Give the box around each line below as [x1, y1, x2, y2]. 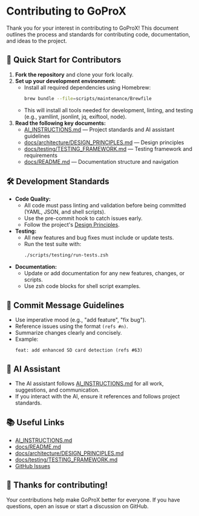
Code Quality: [15, 195, 51, 203]
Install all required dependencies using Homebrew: [24, 84, 151, 91]
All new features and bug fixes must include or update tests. [24, 234, 174, 241]
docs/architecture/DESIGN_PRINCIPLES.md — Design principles [24, 138, 184, 146]
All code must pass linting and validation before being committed [24, 202, 186, 209]
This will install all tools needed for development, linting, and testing [24, 106, 194, 113]
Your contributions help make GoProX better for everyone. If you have [6, 496, 180, 503]
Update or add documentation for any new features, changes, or [24, 270, 185, 277]
